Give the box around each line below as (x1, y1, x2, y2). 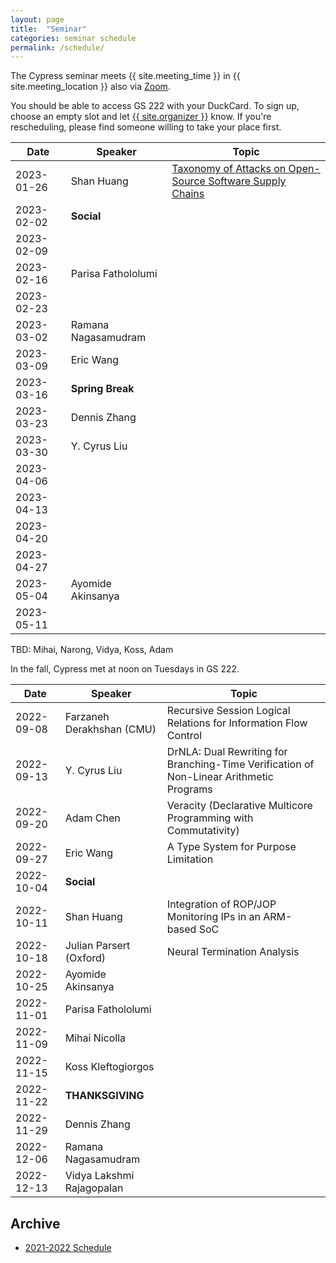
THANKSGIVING (64, 1089, 145, 1103)
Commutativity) (166, 824, 240, 838)
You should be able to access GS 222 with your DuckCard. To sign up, (10, 100, 300, 112)
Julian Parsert (64, 939, 131, 953)
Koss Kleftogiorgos (64, 1060, 155, 1074)
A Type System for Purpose (166, 840, 297, 854)
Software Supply (208, 174, 287, 188)
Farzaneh (64, 710, 110, 724)
